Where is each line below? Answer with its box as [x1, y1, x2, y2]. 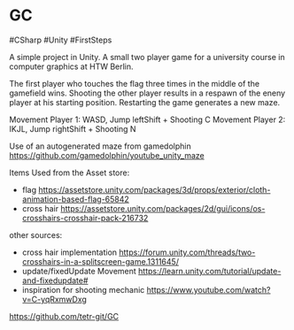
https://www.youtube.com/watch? [146, 284, 271, 295]
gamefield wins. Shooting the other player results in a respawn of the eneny [9, 88, 286, 98]
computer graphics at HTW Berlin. [9, 61, 135, 72]
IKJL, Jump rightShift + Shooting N [9, 123, 136, 134]
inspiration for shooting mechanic [21, 284, 145, 295]
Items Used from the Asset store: [9, 167, 130, 178]
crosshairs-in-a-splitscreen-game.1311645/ [21, 256, 180, 266]
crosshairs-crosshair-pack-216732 [21, 212, 149, 223]
